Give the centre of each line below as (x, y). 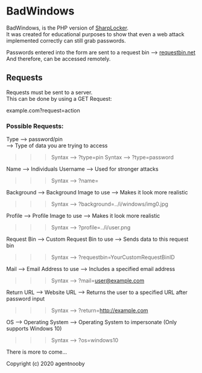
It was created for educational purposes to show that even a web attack (96, 34)
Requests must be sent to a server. (49, 92)
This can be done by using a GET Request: (59, 98)
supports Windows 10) (34, 329)
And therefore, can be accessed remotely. (58, 59)
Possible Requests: (35, 126)
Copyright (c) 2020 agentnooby (46, 364)
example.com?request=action (43, 110)
